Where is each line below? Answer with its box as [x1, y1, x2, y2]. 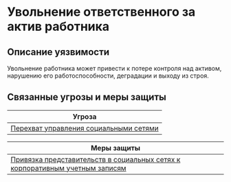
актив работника [7, 19, 110, 34]
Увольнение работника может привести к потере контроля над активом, [7, 65, 222, 72]
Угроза [72, 111, 97, 121]
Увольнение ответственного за [7, 4, 196, 20]
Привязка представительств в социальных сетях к [10, 155, 181, 164]
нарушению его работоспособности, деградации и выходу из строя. [7, 71, 210, 80]
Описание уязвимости [7, 46, 110, 58]
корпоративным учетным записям [10, 163, 126, 172]
